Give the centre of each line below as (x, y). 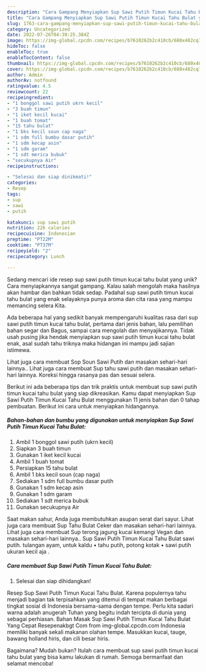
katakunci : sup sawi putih (41, 222)
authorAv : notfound (32, 80)
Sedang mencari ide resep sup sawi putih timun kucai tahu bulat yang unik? (102, 279)
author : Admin (25, 75)
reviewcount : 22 (28, 92)
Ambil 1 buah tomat (40, 462)
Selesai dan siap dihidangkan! (53, 581)
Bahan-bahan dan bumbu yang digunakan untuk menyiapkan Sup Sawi (100, 420)
